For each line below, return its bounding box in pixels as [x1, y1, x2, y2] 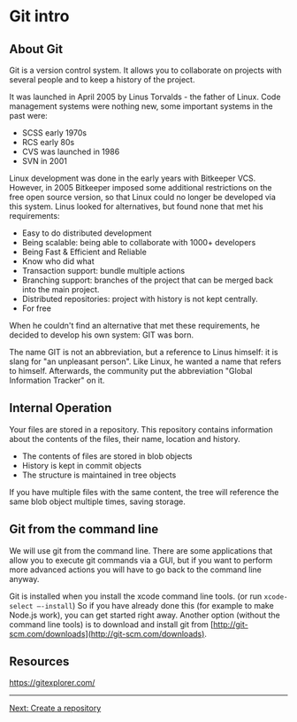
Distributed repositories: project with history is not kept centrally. [21, 294, 258, 304]
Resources [9, 654, 70, 670]
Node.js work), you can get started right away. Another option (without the [9, 609, 280, 620]
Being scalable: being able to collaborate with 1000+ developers [21, 237, 256, 247]
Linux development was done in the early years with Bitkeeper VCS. [9, 173, 256, 183]
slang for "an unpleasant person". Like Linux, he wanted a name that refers [9, 356, 282, 367]
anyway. [9, 573, 40, 584]
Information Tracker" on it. [9, 375, 105, 385]
